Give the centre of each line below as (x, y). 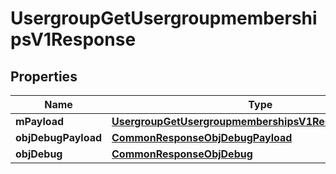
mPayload (40, 121)
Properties (44, 76)
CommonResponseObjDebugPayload (202, 137)
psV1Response (73, 39)
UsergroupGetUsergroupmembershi (164, 18)
